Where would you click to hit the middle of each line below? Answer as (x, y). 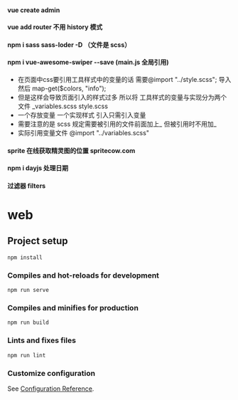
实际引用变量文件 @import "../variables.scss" (83, 132)
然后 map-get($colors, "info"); (62, 88)
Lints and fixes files (42, 340)
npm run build (28, 323)
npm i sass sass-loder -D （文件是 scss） (69, 44)
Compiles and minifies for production (73, 307)
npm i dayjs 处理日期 (38, 168)
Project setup (38, 241)
